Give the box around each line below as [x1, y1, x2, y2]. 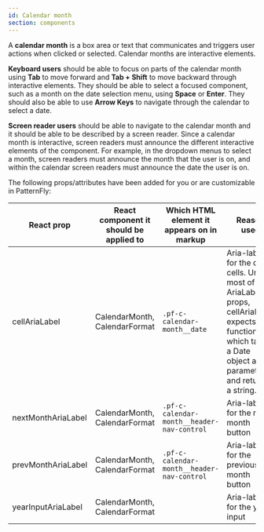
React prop [28, 219, 71, 230]
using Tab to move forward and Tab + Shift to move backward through [8, 72, 237, 82]
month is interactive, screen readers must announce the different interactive [8, 137, 255, 147]
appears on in [164, 224, 218, 235]
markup [175, 234, 206, 245]
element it [171, 214, 211, 225]
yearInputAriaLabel [12, 501, 82, 512]
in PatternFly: [8, 186, 51, 195]
